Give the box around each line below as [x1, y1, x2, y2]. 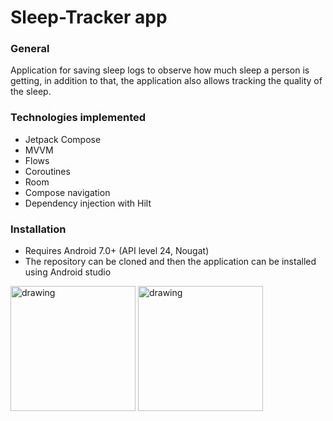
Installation [10, 222, 67, 236]
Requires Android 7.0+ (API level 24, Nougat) [24, 245, 210, 257]
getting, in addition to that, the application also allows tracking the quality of [10, 75, 323, 87]
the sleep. [10, 86, 52, 98]
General [10, 42, 50, 56]
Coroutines [24, 165, 71, 177]
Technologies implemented [10, 111, 147, 125]
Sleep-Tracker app [10, 6, 168, 29]
